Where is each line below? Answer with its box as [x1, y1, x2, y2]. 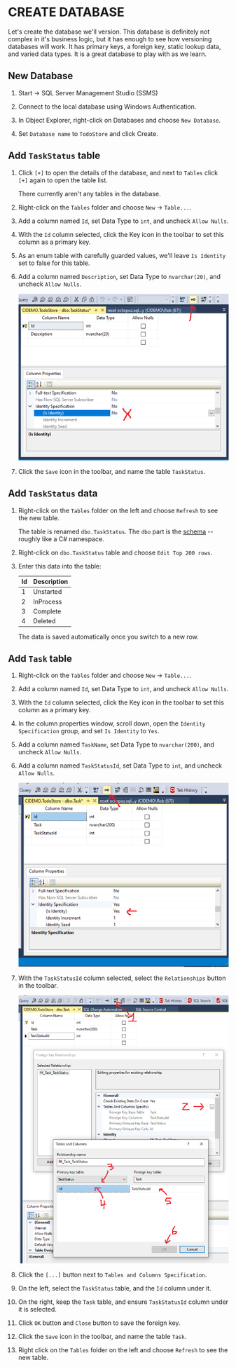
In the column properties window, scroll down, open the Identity [18, 719, 206, 728]
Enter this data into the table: [18, 562, 102, 570]
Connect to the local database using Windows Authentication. [18, 102, 197, 111]
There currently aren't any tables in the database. [18, 189, 161, 198]
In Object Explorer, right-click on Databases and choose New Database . [18, 116, 221, 124]
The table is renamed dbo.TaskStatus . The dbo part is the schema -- [18, 527, 214, 536]
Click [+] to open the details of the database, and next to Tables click [18, 168, 218, 177]
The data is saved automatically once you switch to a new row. [18, 632, 199, 641]
